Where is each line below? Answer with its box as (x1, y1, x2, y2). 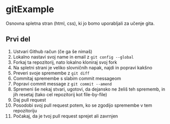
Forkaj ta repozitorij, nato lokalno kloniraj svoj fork (13, 59, 117, 65)
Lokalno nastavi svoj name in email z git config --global (13, 54, 134, 60)
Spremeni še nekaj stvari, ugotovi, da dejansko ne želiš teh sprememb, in (13, 86, 165, 92)
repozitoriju (13, 107, 37, 113)
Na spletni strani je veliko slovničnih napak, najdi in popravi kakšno (13, 64, 152, 70)
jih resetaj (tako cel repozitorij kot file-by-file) (13, 91, 108, 97)
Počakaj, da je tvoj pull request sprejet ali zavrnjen (13, 113, 118, 119)
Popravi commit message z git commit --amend (13, 80, 112, 87)
